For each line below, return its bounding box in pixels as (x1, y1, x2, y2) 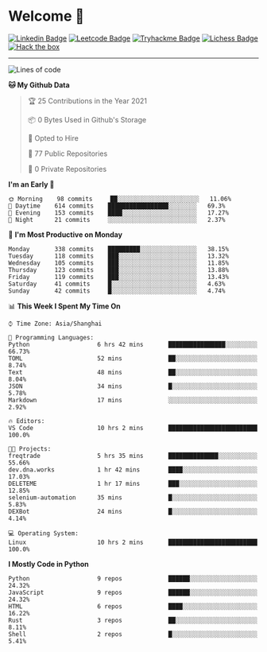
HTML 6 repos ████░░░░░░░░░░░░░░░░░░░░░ (8, 602, 258, 611)
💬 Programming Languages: (8, 333, 94, 341)
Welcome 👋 (8, 7, 85, 25)
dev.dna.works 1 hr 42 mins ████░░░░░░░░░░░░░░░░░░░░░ (8, 465, 258, 474)
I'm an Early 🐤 (8, 179, 55, 189)
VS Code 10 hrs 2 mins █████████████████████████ (8, 424, 258, 432)
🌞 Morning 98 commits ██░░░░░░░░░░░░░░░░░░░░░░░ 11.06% (8, 195, 232, 203)
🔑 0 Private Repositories (27, 164, 107, 173)
